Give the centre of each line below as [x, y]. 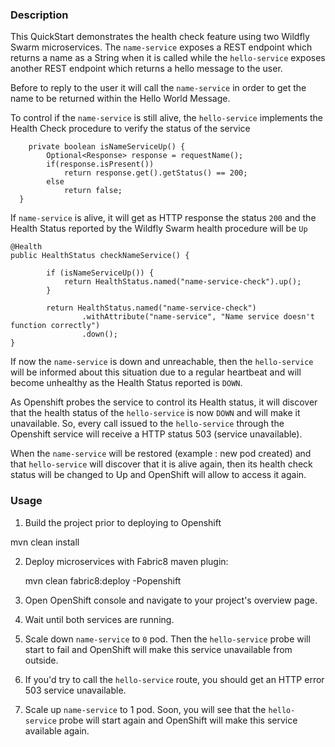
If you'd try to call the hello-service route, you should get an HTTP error [174, 679]
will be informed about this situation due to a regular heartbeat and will [156, 372]
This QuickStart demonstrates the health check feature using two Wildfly [160, 37]
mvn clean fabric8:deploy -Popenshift [103, 580]
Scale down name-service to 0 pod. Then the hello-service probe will [167, 639]
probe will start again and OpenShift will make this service [178, 720]
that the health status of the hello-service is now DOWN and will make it [155, 413]
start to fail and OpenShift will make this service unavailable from [158, 649]
